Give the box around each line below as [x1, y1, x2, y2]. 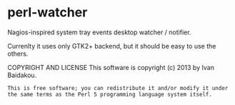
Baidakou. [7, 71, 37, 79]
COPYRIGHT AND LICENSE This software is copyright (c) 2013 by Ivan [7, 63, 214, 71]
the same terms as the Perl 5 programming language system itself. [7, 91, 213, 98]
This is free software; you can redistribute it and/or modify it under [7, 84, 229, 91]
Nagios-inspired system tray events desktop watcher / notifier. [7, 28, 191, 36]
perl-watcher [7, 4, 88, 21]
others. [7, 49, 29, 58]
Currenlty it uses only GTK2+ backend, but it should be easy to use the [7, 41, 216, 50]
